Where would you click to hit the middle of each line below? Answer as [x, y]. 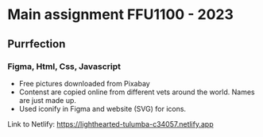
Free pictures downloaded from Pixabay [84, 83]
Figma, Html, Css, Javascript [64, 67]
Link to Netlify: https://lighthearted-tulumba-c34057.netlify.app [110, 124]
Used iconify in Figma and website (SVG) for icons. [102, 108]
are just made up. [48, 100]
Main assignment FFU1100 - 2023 [120, 15]
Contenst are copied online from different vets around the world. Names [137, 92]
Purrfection [37, 44]
